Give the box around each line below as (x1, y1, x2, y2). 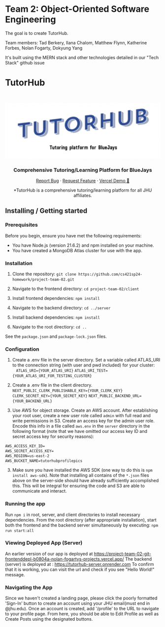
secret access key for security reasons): (12, 433, 95, 439)
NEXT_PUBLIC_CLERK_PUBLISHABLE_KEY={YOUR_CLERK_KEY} (12, 388, 123, 394)
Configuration (5, 346, 39, 353)
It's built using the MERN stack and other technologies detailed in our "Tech (5, 54, 159, 60)
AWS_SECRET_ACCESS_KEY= (5, 449, 54, 454)
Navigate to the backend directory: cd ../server (12, 304, 111, 311)
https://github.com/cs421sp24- (78, 272, 143, 277)
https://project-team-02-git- (94, 551, 152, 557)
